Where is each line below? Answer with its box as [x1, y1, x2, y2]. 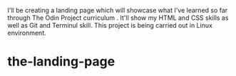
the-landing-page [7, 53, 116, 70]
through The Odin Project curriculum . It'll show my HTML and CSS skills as [7, 13, 229, 22]
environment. [7, 28, 46, 37]
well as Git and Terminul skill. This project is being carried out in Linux [7, 21, 212, 29]
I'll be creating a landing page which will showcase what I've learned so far [7, 6, 228, 14]
